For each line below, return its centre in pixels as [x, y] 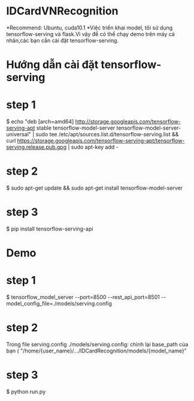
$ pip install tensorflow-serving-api [50, 229]
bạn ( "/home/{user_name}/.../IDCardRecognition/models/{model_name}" [97, 351]
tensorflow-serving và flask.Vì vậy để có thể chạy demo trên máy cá [90, 34]
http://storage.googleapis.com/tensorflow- [128, 122]
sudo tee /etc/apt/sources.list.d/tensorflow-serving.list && [107, 134]
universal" [19, 134]
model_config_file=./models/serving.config [59, 304]
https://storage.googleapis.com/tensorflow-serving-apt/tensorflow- [101, 141]
